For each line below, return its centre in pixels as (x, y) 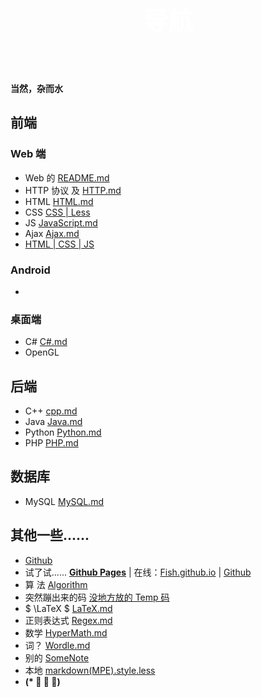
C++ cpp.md (51, 411)
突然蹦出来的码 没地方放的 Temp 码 (97, 597)
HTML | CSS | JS (59, 244)
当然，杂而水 (36, 88)
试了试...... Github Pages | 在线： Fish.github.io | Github (138, 572)
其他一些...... (50, 535)
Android (30, 270)
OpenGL (42, 352)
